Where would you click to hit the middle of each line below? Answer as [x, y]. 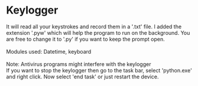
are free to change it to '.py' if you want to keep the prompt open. [85, 39]
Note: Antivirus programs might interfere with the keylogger [79, 64]
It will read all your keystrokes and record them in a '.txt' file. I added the [94, 27]
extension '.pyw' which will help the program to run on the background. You [98, 32]
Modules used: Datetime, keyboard [49, 51]
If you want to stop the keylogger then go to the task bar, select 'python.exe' [99, 70]
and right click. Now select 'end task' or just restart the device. [82, 77]
